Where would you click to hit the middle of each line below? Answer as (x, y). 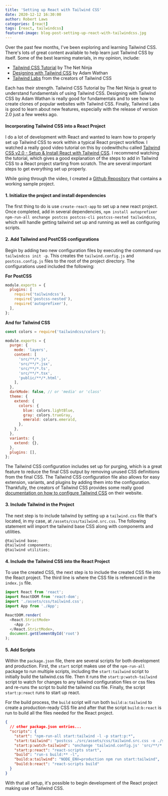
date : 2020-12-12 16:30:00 (33, 14)
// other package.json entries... (45, 727)
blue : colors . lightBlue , (49, 410)
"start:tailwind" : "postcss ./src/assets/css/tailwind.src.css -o (85, 740)
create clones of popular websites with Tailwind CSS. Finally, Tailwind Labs (82, 104)
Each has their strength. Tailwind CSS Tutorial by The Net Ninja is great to (81, 88)
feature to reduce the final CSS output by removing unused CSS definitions (82, 472)
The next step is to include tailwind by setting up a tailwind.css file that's (81, 515)
